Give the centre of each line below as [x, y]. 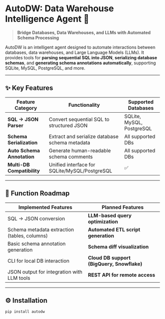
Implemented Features [45, 207]
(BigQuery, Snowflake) [115, 264]
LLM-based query [110, 215]
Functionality [84, 105]
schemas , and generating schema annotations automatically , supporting [81, 63]
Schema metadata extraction [41, 229]
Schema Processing [38, 38]
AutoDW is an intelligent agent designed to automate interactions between [80, 47]
